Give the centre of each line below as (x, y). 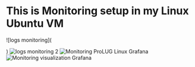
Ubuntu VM (35, 23)
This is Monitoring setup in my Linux (97, 11)
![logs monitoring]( (29, 40)
